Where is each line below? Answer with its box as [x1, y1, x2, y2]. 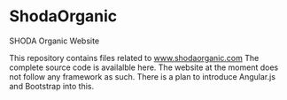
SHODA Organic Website [9, 35, 100, 46]
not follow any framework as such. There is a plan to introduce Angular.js [9, 71, 276, 81]
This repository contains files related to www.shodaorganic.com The [9, 52, 260, 63]
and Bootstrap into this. [9, 81, 95, 91]
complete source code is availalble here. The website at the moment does [9, 62, 279, 73]
